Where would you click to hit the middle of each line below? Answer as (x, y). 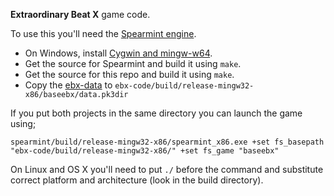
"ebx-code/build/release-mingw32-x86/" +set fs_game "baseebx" (145, 151)
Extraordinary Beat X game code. (80, 14)
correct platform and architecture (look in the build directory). (137, 180)
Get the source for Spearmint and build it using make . (133, 63)
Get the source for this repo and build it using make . (129, 74)
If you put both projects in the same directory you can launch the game (156, 113)
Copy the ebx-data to (68, 85)
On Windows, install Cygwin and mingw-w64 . (118, 53)
